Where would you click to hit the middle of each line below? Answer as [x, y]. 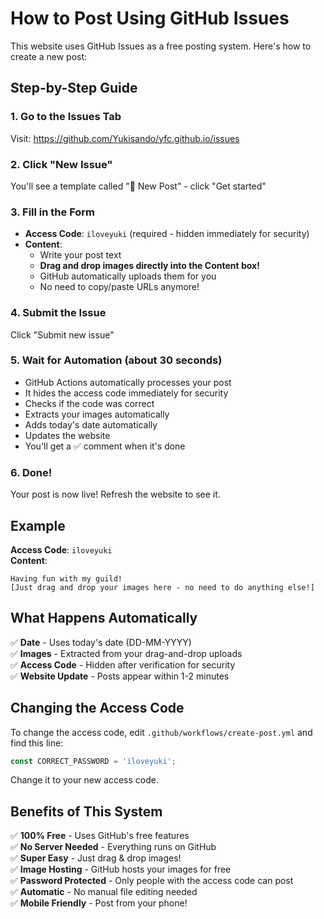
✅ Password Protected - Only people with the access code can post [152, 881]
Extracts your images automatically [97, 414]
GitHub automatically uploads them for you [128, 276]
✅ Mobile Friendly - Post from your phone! [99, 903]
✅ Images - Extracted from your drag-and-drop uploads [126, 653]
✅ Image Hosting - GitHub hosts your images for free [121, 869]
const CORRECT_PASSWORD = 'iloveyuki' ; [93, 761]
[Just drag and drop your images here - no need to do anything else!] [162, 587]
